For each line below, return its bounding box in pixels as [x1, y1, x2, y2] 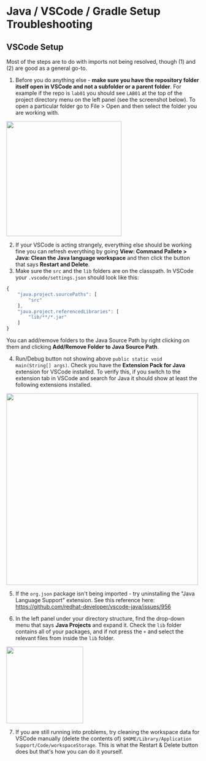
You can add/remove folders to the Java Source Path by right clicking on [6, 337, 190, 344]
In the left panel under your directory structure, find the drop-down [15, 615, 185, 622]
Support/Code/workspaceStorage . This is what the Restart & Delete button [15, 741, 198, 749]
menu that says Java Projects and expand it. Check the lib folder [15, 621, 182, 629]
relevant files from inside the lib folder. [15, 635, 115, 641]
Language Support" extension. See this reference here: [15, 597, 155, 603]
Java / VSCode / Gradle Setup [6, 4, 161, 18]
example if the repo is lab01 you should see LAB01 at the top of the [15, 90, 183, 96]
